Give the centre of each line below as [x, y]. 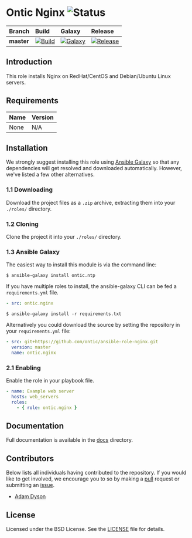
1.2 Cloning [23, 224]
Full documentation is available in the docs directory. [70, 440]
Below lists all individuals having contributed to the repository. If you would [96, 473]
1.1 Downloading [30, 190]
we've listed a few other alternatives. [50, 175]
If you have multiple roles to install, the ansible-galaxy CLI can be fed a [91, 286]
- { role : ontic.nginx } [47, 408]
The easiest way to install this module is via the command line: [81, 265]
